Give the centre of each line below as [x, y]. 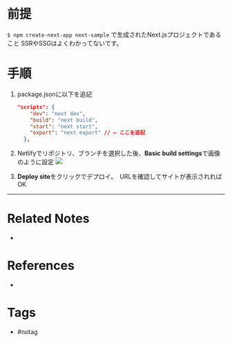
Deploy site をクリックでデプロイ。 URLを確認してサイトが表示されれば [119, 177]
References [41, 266]
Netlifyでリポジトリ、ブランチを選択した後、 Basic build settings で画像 [119, 153]
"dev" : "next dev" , [58, 114]
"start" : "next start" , [64, 126]
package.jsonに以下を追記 [55, 94]
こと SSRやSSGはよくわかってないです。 [65, 43]
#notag [27, 331]
